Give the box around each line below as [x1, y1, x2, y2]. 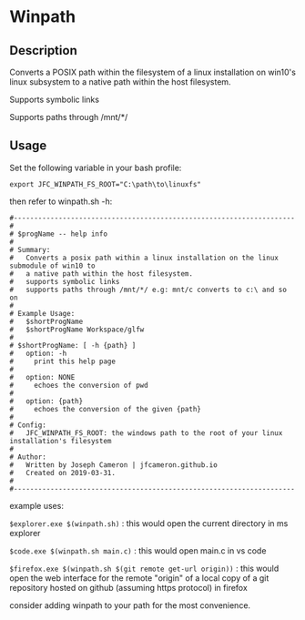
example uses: [9, 500, 64, 511]
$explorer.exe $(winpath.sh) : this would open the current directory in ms [9, 517, 289, 529]
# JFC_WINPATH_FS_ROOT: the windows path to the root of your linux [9, 428, 283, 438]
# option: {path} [9, 396, 84, 406]
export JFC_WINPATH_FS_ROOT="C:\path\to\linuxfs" [9, 179, 202, 188]
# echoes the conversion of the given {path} [9, 404, 202, 413]
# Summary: [9, 245, 51, 254]
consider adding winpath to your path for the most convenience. [9, 599, 251, 611]
